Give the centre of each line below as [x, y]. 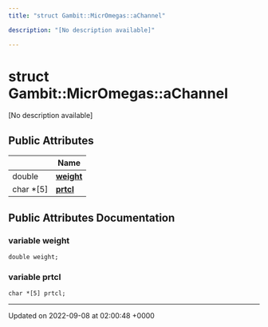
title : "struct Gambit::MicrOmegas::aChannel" [87, 16]
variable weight [39, 240]
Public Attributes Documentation [92, 217]
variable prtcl [35, 277]
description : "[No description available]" [82, 30]
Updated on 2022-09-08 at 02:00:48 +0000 [82, 316]
